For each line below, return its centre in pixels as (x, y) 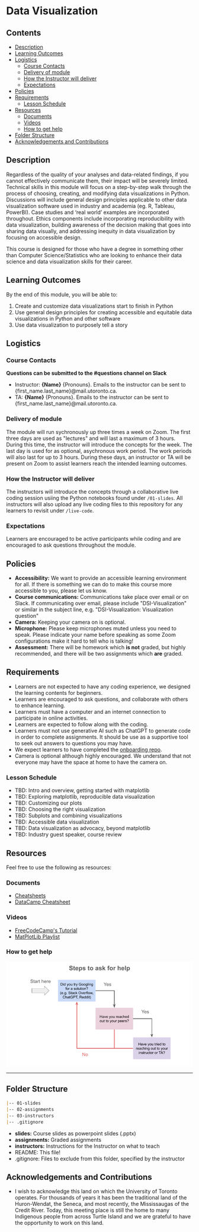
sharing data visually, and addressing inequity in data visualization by (91, 231)
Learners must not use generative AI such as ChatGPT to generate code (103, 730)
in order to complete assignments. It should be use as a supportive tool (101, 737)
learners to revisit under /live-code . (50, 510)
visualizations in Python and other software (68, 318)
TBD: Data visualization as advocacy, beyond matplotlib (83, 828)
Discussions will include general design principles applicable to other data (97, 199)
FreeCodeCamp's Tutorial (46, 930)
